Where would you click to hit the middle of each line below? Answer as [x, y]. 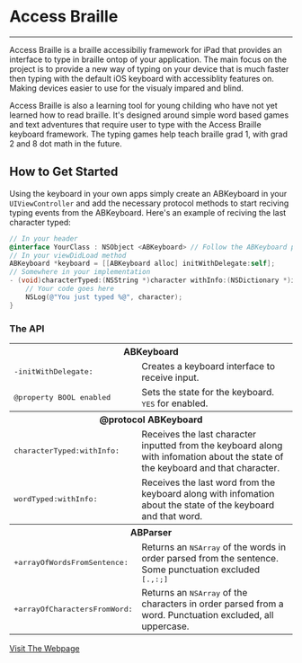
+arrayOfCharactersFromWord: [73, 610]
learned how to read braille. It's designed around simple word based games [149, 115]
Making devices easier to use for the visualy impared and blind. [127, 88]
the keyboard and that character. [211, 467]
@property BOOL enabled [62, 398]
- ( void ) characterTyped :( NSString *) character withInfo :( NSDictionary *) [151, 280]
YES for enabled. [175, 403]
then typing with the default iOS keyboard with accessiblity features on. [142, 78]
